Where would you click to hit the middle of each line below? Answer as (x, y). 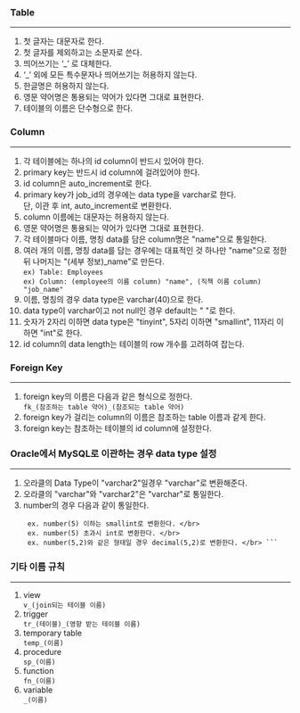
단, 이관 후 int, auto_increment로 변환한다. (97, 205)
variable (38, 690)
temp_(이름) (43, 643)
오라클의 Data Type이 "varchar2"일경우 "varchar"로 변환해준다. (135, 483)
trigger (35, 614)
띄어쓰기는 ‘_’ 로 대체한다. (67, 63)
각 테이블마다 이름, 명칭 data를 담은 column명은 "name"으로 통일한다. (145, 239)
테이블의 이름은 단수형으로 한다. (77, 108)
